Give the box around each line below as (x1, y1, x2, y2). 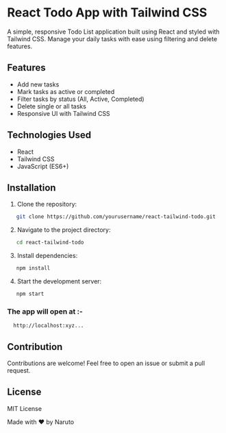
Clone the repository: (16, 200, 77, 209)
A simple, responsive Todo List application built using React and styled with (7, 27, 221, 36)
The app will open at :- (7, 307, 84, 316)
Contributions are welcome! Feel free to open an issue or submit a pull (7, 359, 205, 367)
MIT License (7, 404, 42, 412)
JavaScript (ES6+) (16, 162, 69, 170)
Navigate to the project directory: (16, 226, 111, 234)
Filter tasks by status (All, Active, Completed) (16, 95, 145, 103)
